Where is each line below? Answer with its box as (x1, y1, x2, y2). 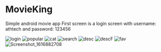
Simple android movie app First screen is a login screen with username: (5, 20, 156, 27)
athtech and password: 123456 (5, 25, 71, 32)
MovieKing (5, 4, 53, 15)
